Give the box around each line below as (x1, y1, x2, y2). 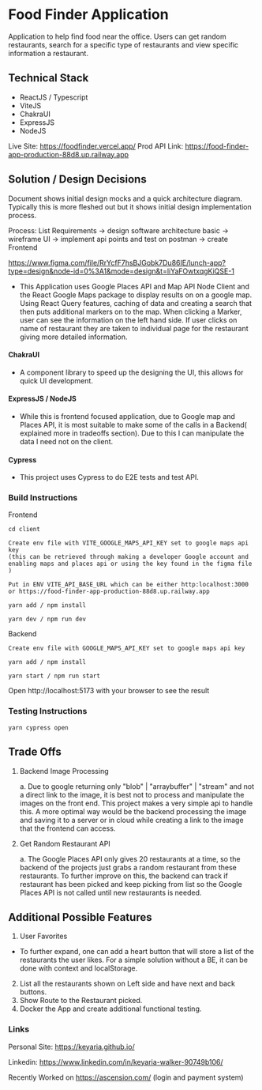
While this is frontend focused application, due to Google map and (19, 411, 235, 421)
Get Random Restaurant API (19, 839, 110, 848)
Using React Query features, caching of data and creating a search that (19, 298, 253, 307)
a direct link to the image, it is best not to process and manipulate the (19, 790, 245, 799)
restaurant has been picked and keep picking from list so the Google (19, 879, 242, 888)
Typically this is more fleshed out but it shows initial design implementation (8, 202, 253, 211)
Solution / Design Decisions (8, 172, 148, 187)
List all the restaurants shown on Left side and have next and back (19, 979, 235, 989)
